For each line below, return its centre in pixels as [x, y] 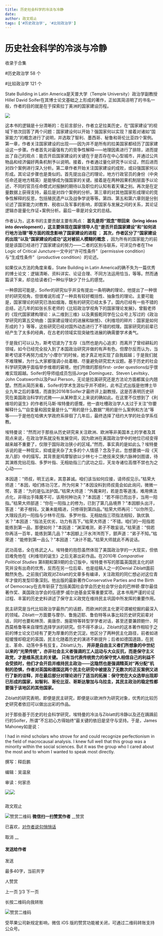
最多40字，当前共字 [25, 871]
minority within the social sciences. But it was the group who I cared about [80, 747]
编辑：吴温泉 [18, 772]
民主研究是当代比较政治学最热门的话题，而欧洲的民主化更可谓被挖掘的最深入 [81, 609]
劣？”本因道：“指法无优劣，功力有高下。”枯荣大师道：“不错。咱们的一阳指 [78, 521]
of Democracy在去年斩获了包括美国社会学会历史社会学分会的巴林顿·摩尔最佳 [81, 586]
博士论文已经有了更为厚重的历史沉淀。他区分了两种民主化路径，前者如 [83, 633]
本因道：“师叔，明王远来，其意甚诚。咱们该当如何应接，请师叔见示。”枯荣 [78, 479]
